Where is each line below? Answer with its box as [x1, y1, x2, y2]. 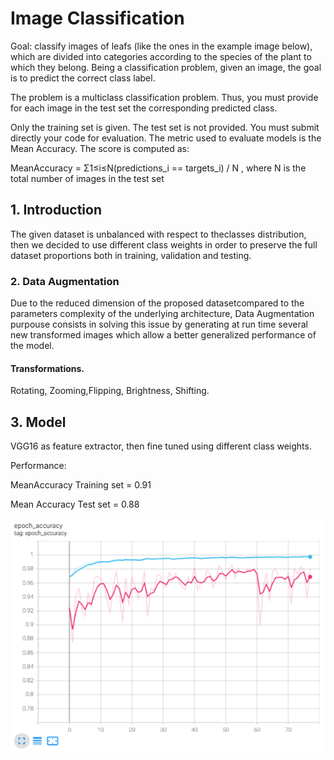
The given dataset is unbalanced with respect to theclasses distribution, [10, 228, 307, 240]
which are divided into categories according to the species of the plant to [10, 50, 312, 62]
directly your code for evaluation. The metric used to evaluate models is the [10, 132, 322, 144]
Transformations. [10, 362, 85, 374]
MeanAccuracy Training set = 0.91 [10, 479, 152, 491]
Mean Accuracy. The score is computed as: [10, 142, 190, 154]
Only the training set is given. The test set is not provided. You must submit [10, 121, 320, 133]
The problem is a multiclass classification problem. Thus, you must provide [10, 91, 319, 103]
